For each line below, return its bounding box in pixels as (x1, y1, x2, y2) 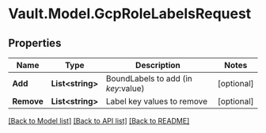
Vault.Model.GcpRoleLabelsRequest (8, 5, 252, 23)
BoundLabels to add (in (105, 73, 192, 84)
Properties (8, 36, 62, 50)
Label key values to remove (105, 96, 208, 107)
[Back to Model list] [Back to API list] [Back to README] (8, 116, 190, 125)
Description (135, 60, 180, 70)
